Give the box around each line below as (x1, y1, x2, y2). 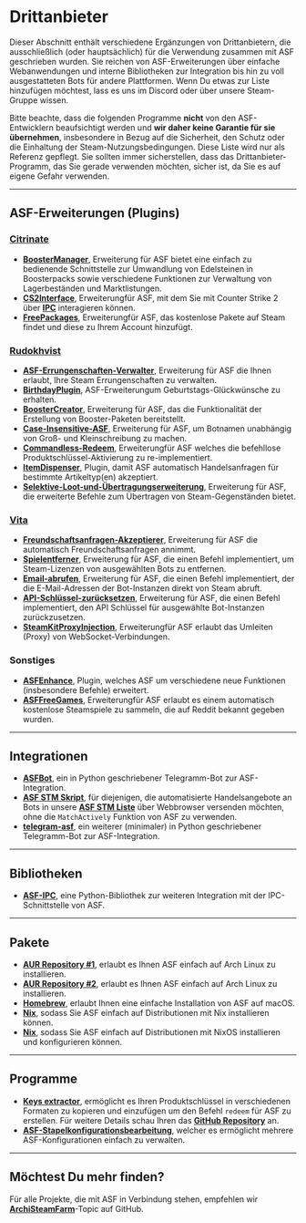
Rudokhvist (9, 344, 62, 357)
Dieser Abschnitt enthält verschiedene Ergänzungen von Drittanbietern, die (9, 36, 291, 47)
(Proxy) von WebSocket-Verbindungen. (22, 631, 170, 642)
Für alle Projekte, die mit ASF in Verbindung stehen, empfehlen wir (9, 1193, 259, 1205)
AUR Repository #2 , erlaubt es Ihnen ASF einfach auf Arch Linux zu (22, 978, 278, 989)
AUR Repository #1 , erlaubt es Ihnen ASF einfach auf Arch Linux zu (22, 959, 276, 969)
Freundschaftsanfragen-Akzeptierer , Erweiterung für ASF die (22, 534, 258, 545)
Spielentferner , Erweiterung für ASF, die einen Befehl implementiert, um (22, 554, 294, 565)
